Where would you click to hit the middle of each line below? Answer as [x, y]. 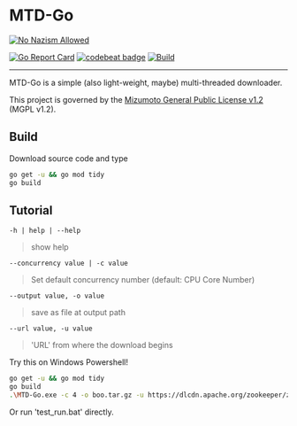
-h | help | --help [45, 231]
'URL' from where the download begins [102, 345]
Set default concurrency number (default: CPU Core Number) [143, 280]
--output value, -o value [57, 296]
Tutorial [31, 210]
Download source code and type [69, 158]
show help [49, 247]
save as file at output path [78, 313]
